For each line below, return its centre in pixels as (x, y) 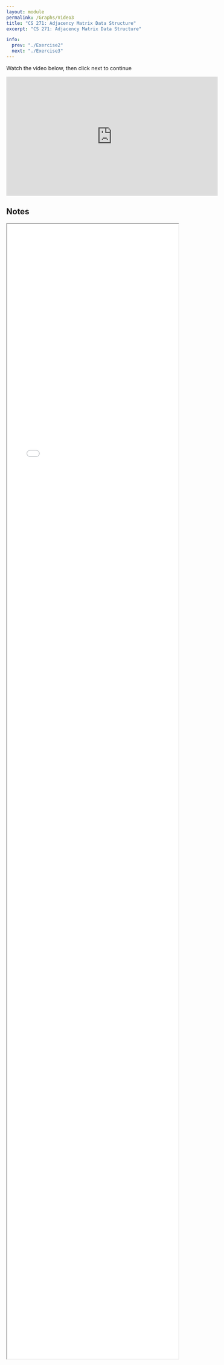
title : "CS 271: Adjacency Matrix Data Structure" (71, 23)
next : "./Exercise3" (37, 51)
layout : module (25, 12)
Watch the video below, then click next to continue (69, 68)
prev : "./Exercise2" (37, 45)
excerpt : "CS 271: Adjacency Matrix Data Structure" (74, 29)
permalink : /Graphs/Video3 (40, 18)
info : (13, 40)
